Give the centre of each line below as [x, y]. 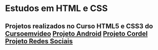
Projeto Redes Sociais [39, 41]
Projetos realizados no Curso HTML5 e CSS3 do [79, 26]
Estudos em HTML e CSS [56, 8]
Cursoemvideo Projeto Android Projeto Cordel [76, 33]
